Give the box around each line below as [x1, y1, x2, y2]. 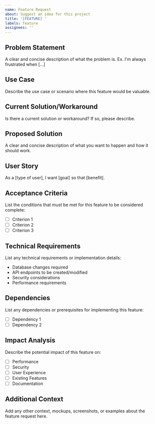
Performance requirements [12, 280, 67, 286]
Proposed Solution [5, 130, 62, 138]
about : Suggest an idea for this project [5, 12, 91, 17]
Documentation [12, 381, 43, 386]
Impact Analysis [5, 336, 56, 345]
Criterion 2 [12, 222, 34, 228]
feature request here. [5, 413, 48, 419]
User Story [5, 162, 39, 170]
